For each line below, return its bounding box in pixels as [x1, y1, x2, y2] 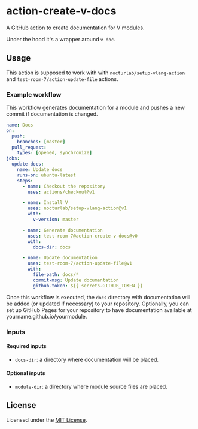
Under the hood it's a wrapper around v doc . [6, 35, 115, 43]
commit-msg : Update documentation [32, 277, 119, 283]
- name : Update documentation [22, 255, 98, 261]
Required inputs [6, 343, 47, 350]
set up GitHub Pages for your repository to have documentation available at [6, 306, 193, 313]
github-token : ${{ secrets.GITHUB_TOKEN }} [32, 283, 144, 289]
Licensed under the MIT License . [6, 416, 87, 424]
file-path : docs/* [32, 272, 79, 278]
